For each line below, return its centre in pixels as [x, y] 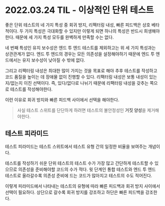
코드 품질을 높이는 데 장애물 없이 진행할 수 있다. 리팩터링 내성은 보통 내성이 [77, 77]
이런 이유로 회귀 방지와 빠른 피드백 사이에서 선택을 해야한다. [62, 100]
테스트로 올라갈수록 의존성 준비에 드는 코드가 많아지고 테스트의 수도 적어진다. [79, 175]
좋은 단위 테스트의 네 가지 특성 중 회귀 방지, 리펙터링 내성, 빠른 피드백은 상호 [78, 25]
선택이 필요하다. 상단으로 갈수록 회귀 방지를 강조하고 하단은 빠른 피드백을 [75, 192]
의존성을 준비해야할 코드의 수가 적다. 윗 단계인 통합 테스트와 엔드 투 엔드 [87, 169]
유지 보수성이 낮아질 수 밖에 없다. [53, 60]
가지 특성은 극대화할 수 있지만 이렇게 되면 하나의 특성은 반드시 [83, 31]
